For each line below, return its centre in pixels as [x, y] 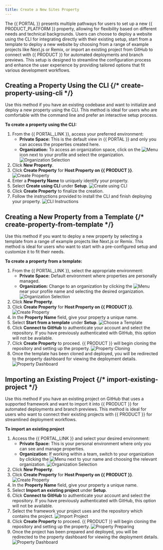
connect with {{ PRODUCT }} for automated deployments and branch [74, 55]
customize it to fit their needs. [35, 252]
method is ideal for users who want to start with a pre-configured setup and [81, 246]
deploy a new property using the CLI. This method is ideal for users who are [81, 110]
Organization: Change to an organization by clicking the [76, 286]
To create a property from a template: [44, 261]
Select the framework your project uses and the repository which [77, 511]
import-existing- [132, 379]
